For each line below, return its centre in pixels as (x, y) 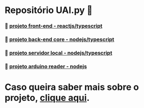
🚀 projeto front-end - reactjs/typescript (54, 26)
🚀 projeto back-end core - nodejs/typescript (59, 40)
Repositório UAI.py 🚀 (49, 10)
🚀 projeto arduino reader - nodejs (46, 66)
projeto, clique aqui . (47, 98)
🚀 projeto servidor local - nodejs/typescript (58, 53)
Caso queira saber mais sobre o (72, 87)
